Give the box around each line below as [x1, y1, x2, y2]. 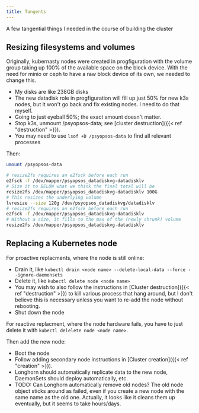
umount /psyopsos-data [6, 161, 62, 168]
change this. [6, 77, 37, 84]
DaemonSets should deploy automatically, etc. [14, 374, 129, 382]
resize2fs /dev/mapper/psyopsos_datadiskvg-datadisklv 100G [6, 189, 158, 195]
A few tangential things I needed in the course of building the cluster [6, 25, 174, 32]
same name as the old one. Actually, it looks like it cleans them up [14, 393, 176, 401]
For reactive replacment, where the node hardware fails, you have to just [6, 320, 184, 327]
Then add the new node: [6, 338, 66, 345]
